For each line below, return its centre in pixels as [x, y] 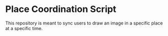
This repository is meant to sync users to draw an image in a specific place [84, 23]
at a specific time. [24, 28]
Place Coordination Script [61, 9]
